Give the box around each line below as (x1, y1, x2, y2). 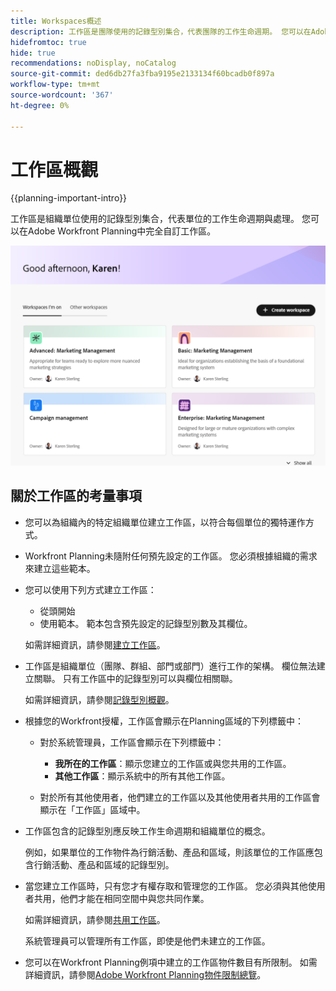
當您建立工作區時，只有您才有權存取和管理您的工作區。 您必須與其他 (24, 880, 308, 892)
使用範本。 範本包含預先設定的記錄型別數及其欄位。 (39, 617, 253, 629)
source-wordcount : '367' (10, 90, 114, 100)
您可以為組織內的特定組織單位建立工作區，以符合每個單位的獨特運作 (24, 516, 306, 528)
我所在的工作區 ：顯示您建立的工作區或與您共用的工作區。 (54, 757, 292, 769)
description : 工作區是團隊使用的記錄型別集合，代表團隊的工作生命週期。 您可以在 (10, 26, 312, 37)
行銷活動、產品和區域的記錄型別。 (33, 858, 175, 870)
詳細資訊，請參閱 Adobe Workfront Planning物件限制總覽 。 (24, 968, 267, 980)
